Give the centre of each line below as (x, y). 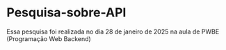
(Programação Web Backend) (49, 38)
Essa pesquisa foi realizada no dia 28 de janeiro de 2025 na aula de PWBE (113, 32)
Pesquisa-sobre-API (66, 13)
